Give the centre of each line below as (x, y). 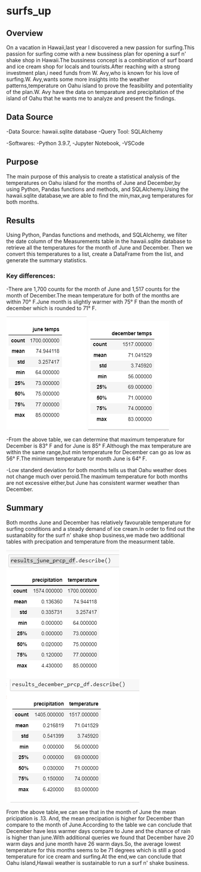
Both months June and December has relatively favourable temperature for (99, 522)
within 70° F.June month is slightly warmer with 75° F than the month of (95, 302)
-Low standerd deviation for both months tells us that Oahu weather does (97, 470)
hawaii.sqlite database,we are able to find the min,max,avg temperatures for (100, 195)
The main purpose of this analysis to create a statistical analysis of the (93, 176)
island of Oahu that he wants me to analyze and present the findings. (91, 98)
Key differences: (31, 276)
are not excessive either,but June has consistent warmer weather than (93, 482)
